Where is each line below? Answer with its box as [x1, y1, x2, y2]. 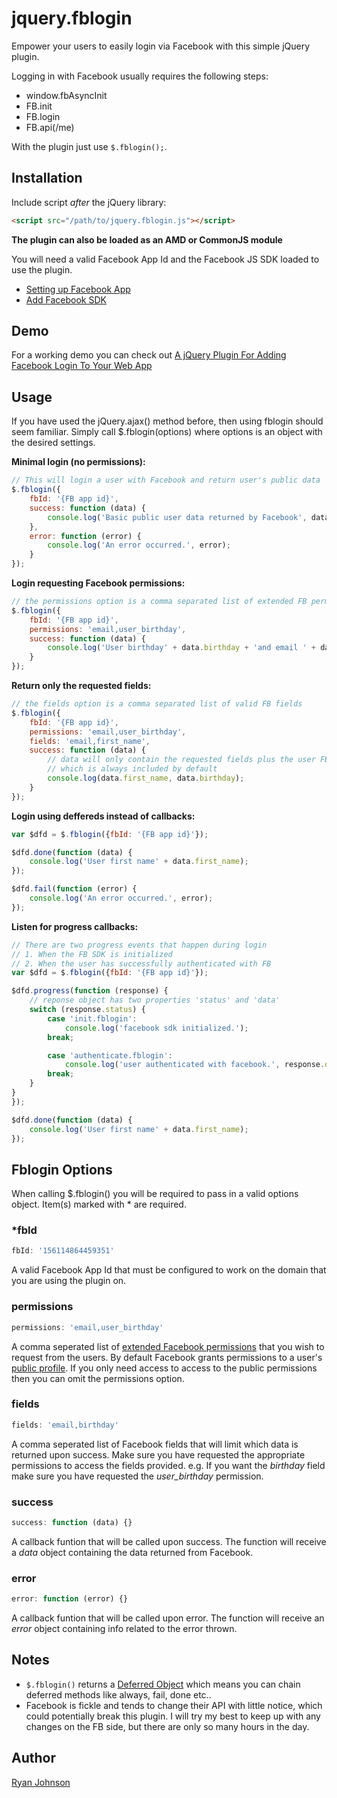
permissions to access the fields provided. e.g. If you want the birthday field [11, 1459, 326, 1471]
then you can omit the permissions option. [11, 1372, 185, 1384]
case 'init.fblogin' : [47, 1013, 138, 1024]
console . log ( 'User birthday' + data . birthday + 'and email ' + [47, 643, 316, 653]
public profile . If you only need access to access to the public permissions [11, 1362, 318, 1374]
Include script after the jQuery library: [11, 196, 167, 208]
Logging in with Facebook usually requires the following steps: [11, 70, 269, 82]
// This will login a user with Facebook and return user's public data [11, 475, 321, 486]
